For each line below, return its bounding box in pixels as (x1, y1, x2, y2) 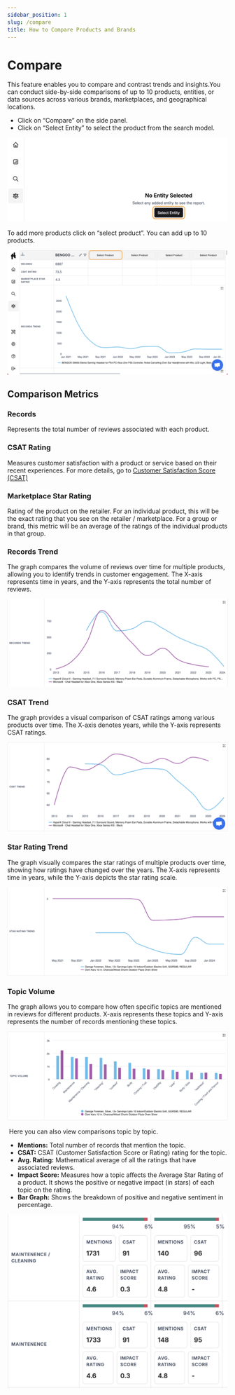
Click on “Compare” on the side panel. (17, 116, 128, 125)
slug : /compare (7, 18, 52, 26)
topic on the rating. (17, 1185, 73, 1195)
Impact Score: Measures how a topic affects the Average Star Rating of (17, 1171, 224, 1179)
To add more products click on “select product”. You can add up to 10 (7, 229, 208, 237)
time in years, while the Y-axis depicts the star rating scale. (7, 873, 178, 881)
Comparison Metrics (7, 388, 99, 400)
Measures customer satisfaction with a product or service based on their (7, 458, 217, 467)
